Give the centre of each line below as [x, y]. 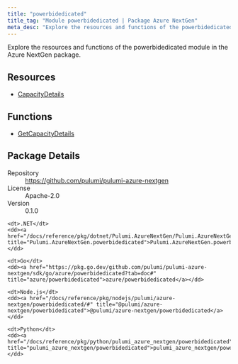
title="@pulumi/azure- [129, 304]
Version [18, 203]
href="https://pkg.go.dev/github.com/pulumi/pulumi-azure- [118, 267]
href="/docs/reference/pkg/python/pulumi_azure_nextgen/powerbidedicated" [120, 341]
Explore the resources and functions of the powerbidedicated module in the [118, 48]
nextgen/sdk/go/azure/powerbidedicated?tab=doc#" [82, 273]
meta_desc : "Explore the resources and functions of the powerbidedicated [120, 27]
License [19, 188]
